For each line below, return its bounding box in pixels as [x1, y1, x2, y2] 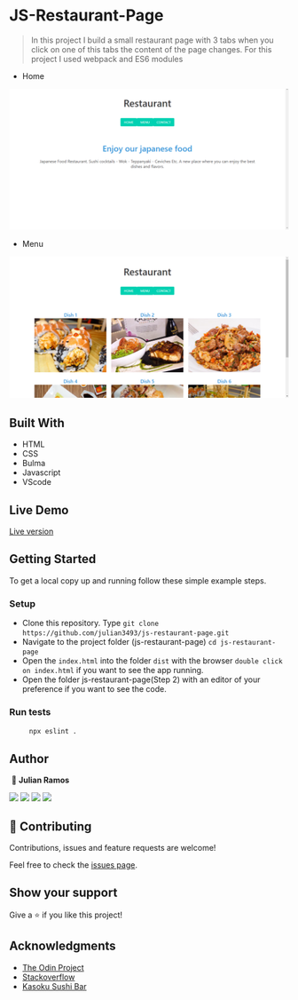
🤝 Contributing [9, 819, 92, 834]
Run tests [9, 706, 51, 718]
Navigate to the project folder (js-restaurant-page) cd [21, 637, 217, 647]
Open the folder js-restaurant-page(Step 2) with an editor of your [21, 674, 261, 685]
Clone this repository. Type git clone [21, 618, 160, 629]
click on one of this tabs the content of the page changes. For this [30, 44, 272, 54]
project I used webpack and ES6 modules [30, 53, 184, 64]
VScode [21, 477, 51, 488]
